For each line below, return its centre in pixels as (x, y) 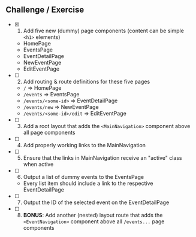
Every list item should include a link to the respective (88, 183)
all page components (49, 132)
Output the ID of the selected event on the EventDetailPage (96, 202)
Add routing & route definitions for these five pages (87, 81)
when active (38, 164)
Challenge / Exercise (45, 10)
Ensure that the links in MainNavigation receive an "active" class (102, 157)
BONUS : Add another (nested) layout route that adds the (93, 215)
